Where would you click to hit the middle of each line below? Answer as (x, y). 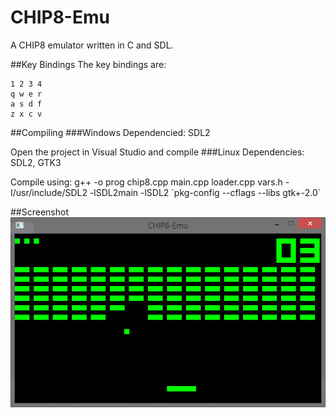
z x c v (26, 114)
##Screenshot (39, 212)
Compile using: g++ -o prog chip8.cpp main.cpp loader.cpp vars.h (146, 182)
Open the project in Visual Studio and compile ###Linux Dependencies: (157, 152)
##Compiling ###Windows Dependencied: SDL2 (110, 132)
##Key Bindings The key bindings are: (88, 64)
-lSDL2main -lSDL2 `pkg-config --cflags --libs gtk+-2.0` (205, 192)
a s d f (26, 104)
